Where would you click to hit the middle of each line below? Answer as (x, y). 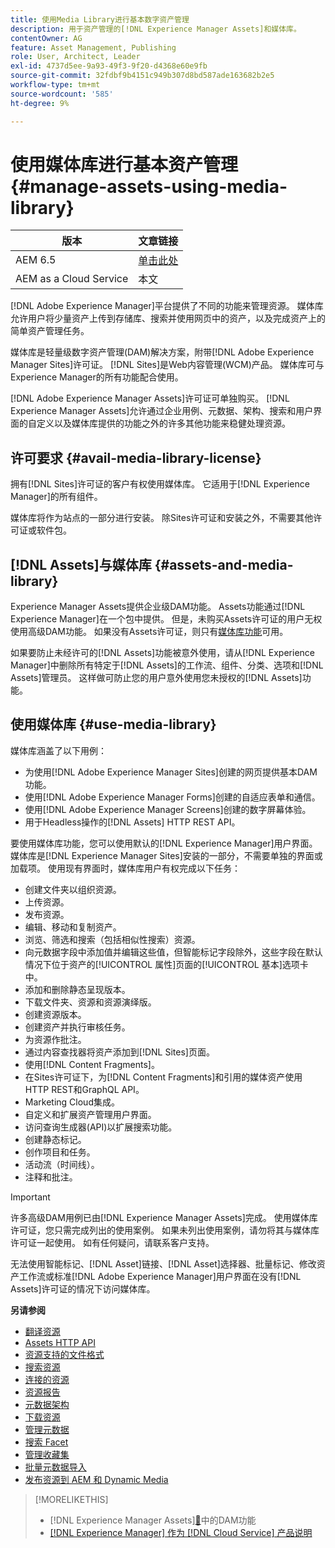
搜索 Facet (46, 1442)
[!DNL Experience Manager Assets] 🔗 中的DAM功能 (153, 1520)
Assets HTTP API (60, 1342)
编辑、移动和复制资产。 (73, 927)
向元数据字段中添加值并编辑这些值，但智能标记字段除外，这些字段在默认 (173, 952)
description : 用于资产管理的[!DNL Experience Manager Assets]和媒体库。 (156, 29)
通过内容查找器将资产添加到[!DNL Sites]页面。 (119, 1052)
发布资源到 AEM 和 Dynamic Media (96, 1479)
